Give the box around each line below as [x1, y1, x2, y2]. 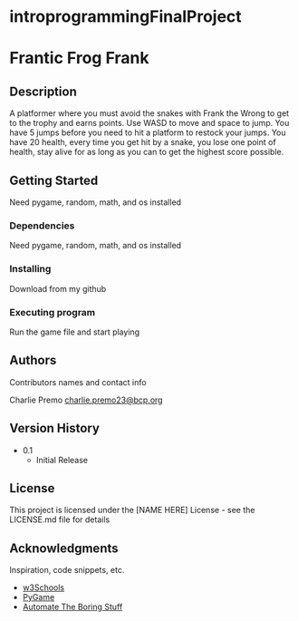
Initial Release [35, 454, 89, 465]
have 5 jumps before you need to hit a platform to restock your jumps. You [9, 127, 286, 138]
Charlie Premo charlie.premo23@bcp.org [9, 394, 163, 405]
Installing [9, 263, 52, 276]
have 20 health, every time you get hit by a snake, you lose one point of [9, 137, 276, 148]
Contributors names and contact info [9, 376, 147, 387]
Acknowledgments [9, 540, 120, 556]
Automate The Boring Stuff [22, 601, 123, 613]
